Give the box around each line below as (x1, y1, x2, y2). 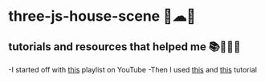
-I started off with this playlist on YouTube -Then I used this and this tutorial (8, 65, 257, 74)
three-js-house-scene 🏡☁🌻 (8, 7, 197, 25)
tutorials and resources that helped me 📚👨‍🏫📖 (8, 40, 241, 53)
